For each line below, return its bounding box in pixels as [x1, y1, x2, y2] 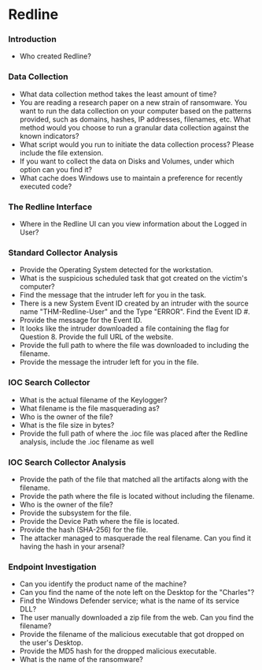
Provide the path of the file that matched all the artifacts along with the [19, 474, 249, 484]
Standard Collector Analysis [8, 247, 118, 258]
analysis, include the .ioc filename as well [19, 436, 154, 447]
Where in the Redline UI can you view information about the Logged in [19, 219, 247, 229]
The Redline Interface [8, 201, 93, 212]
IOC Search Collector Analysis [8, 456, 127, 467]
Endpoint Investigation [8, 561, 97, 572]
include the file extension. [19, 148, 104, 157]
